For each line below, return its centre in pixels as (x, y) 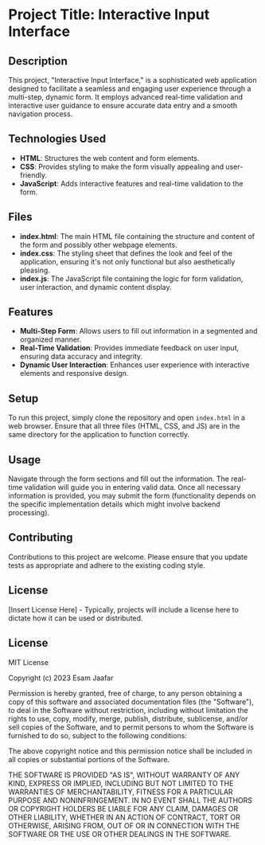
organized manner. (51, 339)
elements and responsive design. (74, 374)
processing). (29, 513)
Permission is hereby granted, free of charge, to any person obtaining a (125, 693)
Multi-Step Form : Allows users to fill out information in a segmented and (138, 331)
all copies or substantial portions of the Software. (89, 759)
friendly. (33, 175)
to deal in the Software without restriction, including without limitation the (128, 710)
